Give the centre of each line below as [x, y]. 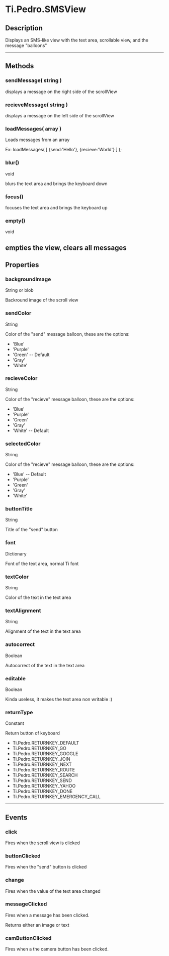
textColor [17, 577]
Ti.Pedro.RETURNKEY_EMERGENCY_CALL [56, 797]
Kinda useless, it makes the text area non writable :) [59, 699]
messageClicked [26, 904]
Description [24, 28]
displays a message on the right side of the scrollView [61, 92]
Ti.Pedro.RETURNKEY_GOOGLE [45, 754]
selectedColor [23, 444]
